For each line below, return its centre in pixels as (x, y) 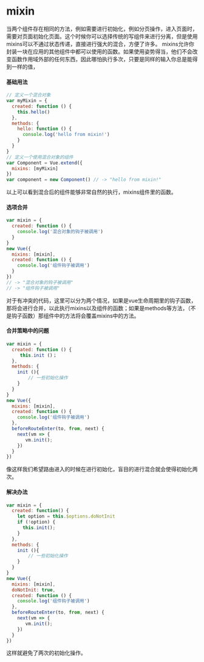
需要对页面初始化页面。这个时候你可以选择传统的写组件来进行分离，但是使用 (102, 36)
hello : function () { (44, 129)
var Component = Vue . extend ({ (45, 163)
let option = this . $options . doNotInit (66, 517)
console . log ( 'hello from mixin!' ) (66, 135)
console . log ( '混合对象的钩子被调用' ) (60, 232)
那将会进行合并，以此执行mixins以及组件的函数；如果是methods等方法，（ (98, 308)
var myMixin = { (27, 101)
